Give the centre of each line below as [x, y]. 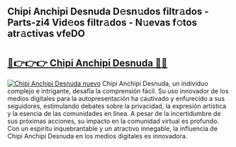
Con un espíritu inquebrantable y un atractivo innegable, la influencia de [113, 129]
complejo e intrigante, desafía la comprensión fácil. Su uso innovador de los [118, 91]
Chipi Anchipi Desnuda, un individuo [155, 83]
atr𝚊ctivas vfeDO [46, 34]
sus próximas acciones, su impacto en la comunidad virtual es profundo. [113, 121]
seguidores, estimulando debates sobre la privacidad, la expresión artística [117, 106]
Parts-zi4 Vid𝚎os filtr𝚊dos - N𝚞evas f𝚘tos [102, 23]
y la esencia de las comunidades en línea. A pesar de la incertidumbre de [114, 113]
